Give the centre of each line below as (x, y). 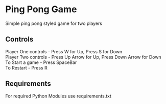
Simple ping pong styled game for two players (54, 23)
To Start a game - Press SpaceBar (41, 62)
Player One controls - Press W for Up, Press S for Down (64, 51)
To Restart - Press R (26, 67)
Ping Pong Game (41, 9)
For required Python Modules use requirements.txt (58, 96)
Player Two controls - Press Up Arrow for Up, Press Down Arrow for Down (84, 57)
